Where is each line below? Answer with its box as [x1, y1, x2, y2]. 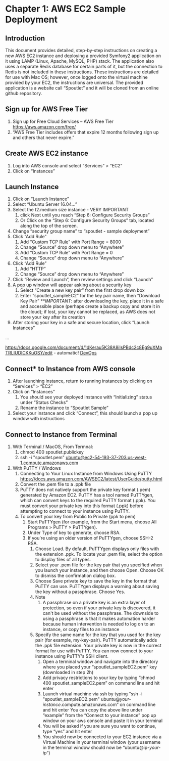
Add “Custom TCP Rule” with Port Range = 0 [20, 250, 113, 256]
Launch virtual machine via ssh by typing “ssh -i [42, 691, 143, 697]
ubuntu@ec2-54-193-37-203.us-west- [65, 455, 147, 461]
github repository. [5, 91, 42, 96]
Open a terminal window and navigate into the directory [42, 658, 158, 665]
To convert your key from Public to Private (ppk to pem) [20, 514, 136, 520]
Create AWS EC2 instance [5, 149, 88, 158]
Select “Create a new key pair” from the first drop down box [20, 287, 145, 293]
